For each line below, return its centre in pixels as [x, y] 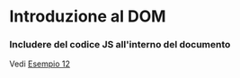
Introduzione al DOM [88, 17]
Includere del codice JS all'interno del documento [120, 45]
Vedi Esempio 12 [40, 64]
